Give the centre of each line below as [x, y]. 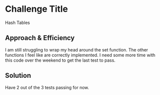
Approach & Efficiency [40, 38]
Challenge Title [37, 9]
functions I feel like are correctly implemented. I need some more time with [80, 55]
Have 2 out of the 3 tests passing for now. [47, 87]
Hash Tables [18, 23]
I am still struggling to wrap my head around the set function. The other [77, 49]
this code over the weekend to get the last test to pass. [60, 60]
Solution [18, 76]
